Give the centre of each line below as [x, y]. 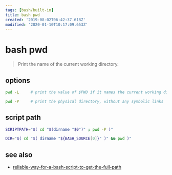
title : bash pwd [23, 15]
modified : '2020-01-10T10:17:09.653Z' [47, 24]
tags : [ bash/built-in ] [29, 10]
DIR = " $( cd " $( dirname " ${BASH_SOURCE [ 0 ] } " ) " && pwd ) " [69, 139]
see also [19, 155]
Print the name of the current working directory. [68, 64]
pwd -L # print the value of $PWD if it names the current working [83, 92]
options [18, 80]
